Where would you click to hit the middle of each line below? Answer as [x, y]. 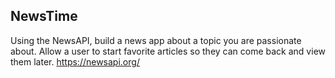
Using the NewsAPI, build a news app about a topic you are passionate [156, 40]
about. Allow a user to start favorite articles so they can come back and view [168, 51]
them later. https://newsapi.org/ [75, 61]
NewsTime [44, 16]
